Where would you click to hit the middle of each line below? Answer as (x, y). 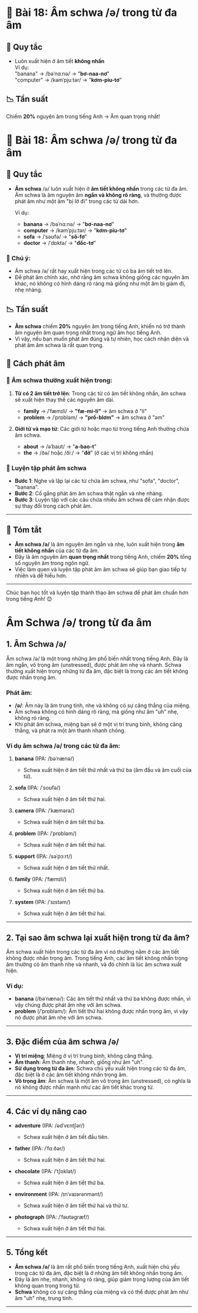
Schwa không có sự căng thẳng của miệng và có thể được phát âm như (101, 1292)
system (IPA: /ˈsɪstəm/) (42, 902)
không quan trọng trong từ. (47, 1285)
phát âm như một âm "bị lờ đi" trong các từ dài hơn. (77, 201)
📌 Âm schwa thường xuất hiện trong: (60, 381)
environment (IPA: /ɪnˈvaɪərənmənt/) (59, 1194)
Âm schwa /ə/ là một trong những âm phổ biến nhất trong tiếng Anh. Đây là (97, 659)
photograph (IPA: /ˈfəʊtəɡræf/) (52, 1217)
